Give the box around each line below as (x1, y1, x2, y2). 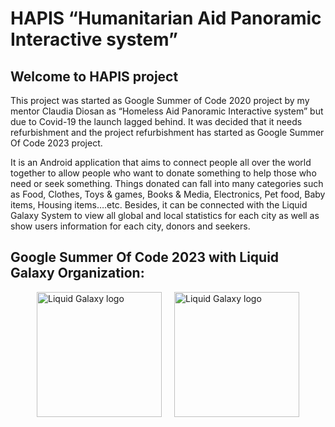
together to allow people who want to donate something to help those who (10, 167, 317, 179)
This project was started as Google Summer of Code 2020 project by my (10, 95, 310, 106)
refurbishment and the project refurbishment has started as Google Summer (10, 127, 325, 138)
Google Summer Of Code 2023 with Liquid (10, 249, 280, 266)
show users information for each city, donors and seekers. (10, 220, 251, 232)
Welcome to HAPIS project (10, 68, 179, 85)
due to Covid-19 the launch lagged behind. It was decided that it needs (10, 116, 303, 127)
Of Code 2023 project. (10, 137, 103, 149)
